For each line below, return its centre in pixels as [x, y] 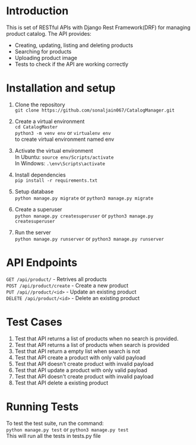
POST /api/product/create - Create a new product [67, 285]
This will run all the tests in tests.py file [53, 435]
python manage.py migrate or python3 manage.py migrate [84, 198]
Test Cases [34, 322]
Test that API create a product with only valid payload [80, 357]
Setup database [34, 191]
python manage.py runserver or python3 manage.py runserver [89, 238]
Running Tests [42, 407]
